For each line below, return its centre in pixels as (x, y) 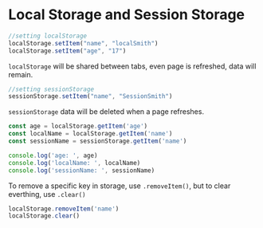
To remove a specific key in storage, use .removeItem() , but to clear (120, 186)
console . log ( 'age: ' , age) (53, 155)
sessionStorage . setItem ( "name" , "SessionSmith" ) (90, 96)
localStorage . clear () (44, 216)
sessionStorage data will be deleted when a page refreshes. (106, 112)
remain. (21, 74)
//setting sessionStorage (51, 89)
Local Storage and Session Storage (127, 15)
